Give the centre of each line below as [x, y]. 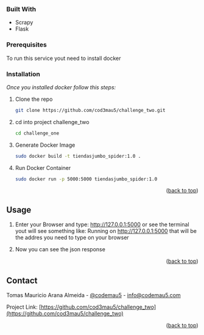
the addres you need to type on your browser [72, 238]
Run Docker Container [43, 167]
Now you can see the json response [60, 249]
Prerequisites [26, 45]
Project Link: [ [24, 307]
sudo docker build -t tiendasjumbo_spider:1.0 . [78, 156]
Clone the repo [34, 99]
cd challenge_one [37, 133]
